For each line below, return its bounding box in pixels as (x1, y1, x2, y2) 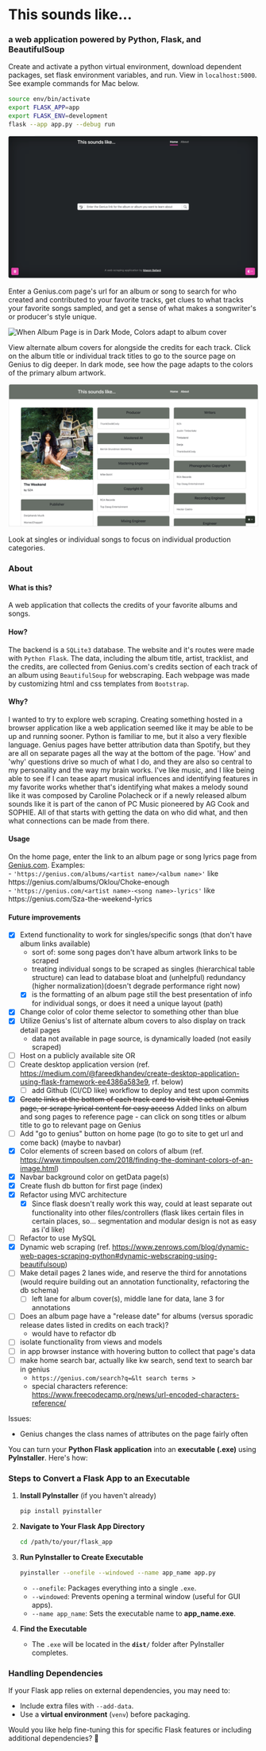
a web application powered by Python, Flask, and (8, 34, 202, 45)
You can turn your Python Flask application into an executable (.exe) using (8, 1444, 256, 1453)
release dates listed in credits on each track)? (19, 1321, 169, 1330)
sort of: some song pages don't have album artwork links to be (31, 947, 237, 957)
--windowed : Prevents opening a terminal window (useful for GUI (31, 1591, 241, 1601)
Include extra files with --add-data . (19, 1701, 134, 1710)
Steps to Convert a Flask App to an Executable (8, 1473, 191, 1484)
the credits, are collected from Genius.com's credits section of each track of (8, 662, 258, 671)
